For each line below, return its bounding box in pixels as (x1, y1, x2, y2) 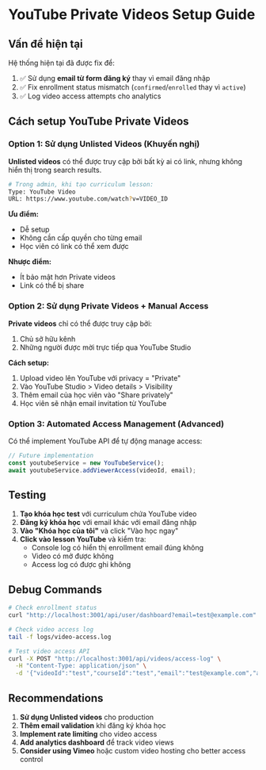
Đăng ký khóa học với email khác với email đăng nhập (19, 518, 197, 527)
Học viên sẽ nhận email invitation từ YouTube (19, 398, 167, 408)
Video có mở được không (31, 551, 114, 561)
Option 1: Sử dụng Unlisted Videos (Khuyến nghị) (8, 139, 200, 150)
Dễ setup (19, 224, 50, 235)
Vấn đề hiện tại (8, 37, 83, 51)
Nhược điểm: (8, 257, 51, 266)
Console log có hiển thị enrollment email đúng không (31, 543, 204, 553)
